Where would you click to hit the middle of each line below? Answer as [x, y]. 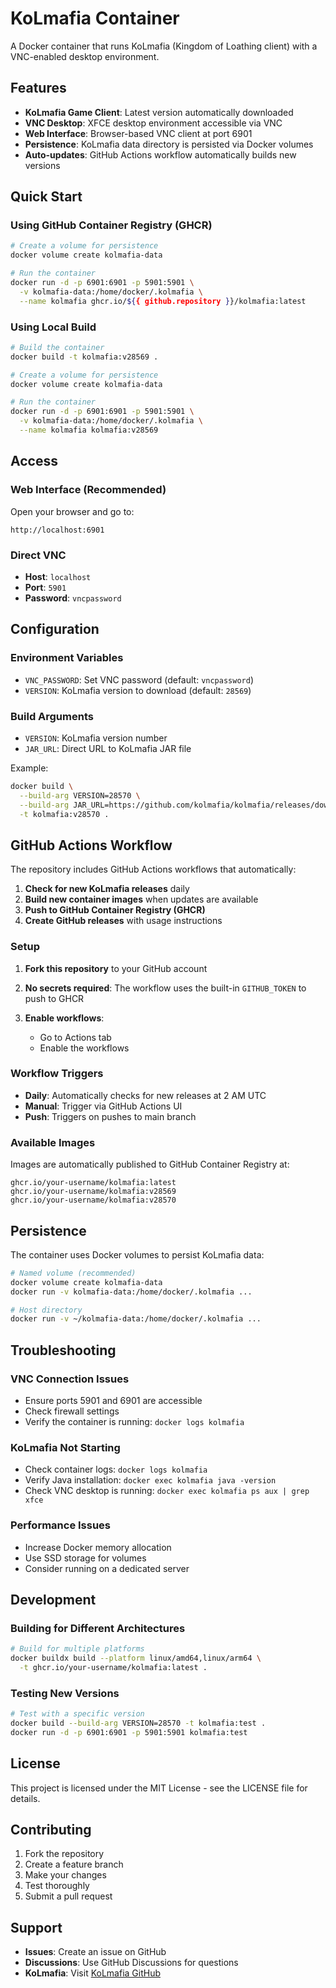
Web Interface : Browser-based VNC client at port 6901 [138, 133]
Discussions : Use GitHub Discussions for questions [131, 1963]
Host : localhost [58, 576]
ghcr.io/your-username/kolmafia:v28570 [93, 1200]
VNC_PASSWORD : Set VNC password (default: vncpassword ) [139, 679]
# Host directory [46, 1310]
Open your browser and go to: [72, 511]
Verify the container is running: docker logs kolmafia [134, 1422]
